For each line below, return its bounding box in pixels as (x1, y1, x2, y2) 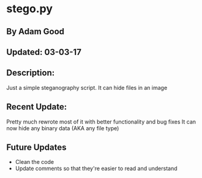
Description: (6, 68, 55, 78)
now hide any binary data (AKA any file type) (6, 124, 119, 132)
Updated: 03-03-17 (6, 46, 81, 57)
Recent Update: (6, 102, 67, 112)
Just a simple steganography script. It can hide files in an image (6, 84, 168, 91)
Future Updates (6, 142, 67, 152)
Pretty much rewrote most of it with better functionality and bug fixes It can (6, 118, 196, 125)
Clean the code (15, 158, 54, 166)
